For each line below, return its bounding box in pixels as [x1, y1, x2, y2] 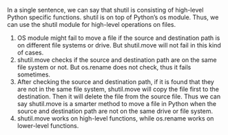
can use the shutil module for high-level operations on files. [7, 21, 176, 28]
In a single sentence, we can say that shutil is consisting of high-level [7, 6, 204, 14]
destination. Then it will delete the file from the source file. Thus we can [17, 92, 221, 101]
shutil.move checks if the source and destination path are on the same [17, 56, 217, 64]
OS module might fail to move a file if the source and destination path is [17, 34, 220, 42]
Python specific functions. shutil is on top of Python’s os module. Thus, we [7, 13, 219, 21]
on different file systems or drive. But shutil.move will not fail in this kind [17, 41, 222, 49]
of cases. [17, 48, 44, 56]
